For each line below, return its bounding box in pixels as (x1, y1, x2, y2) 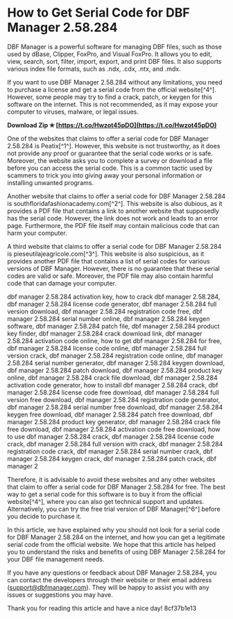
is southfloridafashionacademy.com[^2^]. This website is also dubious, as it (7, 199, 223, 207)
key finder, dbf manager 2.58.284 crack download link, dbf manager (7, 329, 202, 338)
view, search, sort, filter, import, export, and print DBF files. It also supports (7, 57, 222, 65)
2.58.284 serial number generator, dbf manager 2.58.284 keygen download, (7, 358, 225, 367)
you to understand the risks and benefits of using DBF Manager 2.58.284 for (7, 548, 226, 556)
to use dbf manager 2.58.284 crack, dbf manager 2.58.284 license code (7, 432, 214, 441)
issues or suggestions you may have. (7, 591, 113, 599)
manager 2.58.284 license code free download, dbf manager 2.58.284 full (7, 388, 220, 396)
